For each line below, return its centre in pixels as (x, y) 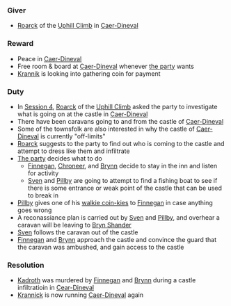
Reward (21, 44)
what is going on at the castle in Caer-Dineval (82, 114)
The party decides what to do (59, 158)
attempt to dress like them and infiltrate (73, 151)
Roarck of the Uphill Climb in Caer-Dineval (78, 26)
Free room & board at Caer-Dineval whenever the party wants (106, 66)
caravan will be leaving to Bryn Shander (74, 225)
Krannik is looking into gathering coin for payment (89, 73)
